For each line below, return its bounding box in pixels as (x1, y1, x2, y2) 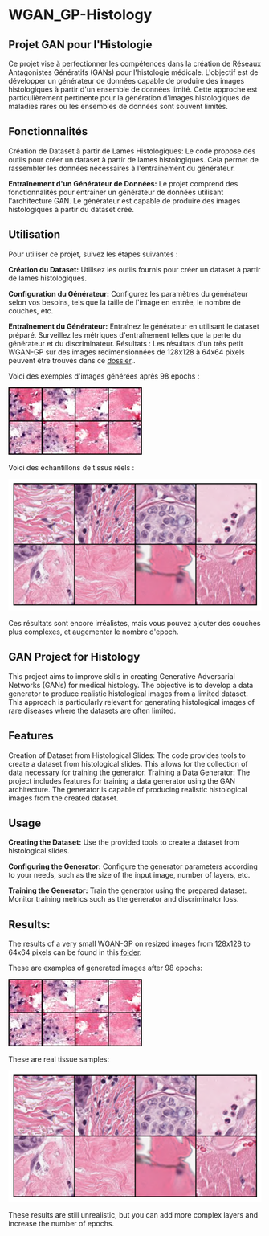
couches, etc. (8, 305, 54, 315)
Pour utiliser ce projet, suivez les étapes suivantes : (8, 249, 178, 259)
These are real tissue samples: (8, 1054, 110, 1064)
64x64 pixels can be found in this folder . (8, 947, 142, 957)
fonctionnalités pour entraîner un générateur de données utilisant (8, 187, 224, 197)
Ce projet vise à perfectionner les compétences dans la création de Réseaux (8, 59, 262, 68)
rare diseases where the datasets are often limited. (8, 706, 177, 715)
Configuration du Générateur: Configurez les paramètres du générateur (8, 289, 249, 298)
